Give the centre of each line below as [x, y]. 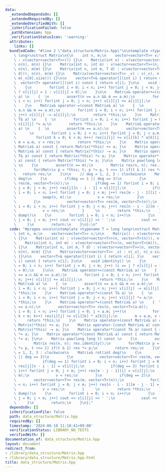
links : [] [24, 46]
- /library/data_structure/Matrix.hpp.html [50, 458]
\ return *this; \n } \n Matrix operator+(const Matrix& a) [85, 321]
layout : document [23, 444]
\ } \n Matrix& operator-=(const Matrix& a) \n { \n [79, 106]
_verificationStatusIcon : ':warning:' [49, 37]
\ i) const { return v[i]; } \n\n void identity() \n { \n [80, 261]
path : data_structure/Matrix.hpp [44, 416]
